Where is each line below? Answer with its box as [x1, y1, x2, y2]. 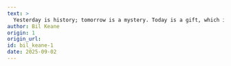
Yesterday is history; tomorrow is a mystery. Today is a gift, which [13, 16, 220, 23]
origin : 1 [7, 29, 36, 36]
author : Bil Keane [7, 23, 60, 30]
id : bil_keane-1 [7, 42, 54, 49]
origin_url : [7, 36, 41, 43]
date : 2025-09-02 [7, 49, 57, 56]
